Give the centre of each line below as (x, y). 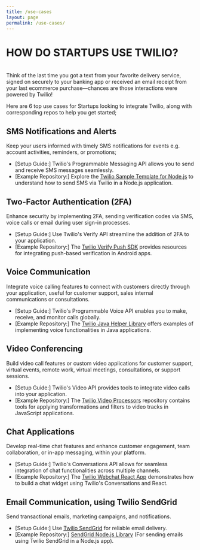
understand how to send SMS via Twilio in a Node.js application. (94, 183)
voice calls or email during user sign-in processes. (68, 222)
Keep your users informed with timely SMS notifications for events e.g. (93, 146)
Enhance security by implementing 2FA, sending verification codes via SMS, (100, 216)
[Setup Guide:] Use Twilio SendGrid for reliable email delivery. (91, 528)
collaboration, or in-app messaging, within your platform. (76, 452)
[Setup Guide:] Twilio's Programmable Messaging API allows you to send (104, 164)
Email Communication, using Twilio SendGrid (92, 502)
